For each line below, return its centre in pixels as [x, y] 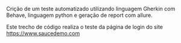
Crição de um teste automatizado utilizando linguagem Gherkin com [91, 9]
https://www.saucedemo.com [43, 33]
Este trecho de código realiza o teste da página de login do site [84, 27]
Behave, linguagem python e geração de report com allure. [79, 15]
